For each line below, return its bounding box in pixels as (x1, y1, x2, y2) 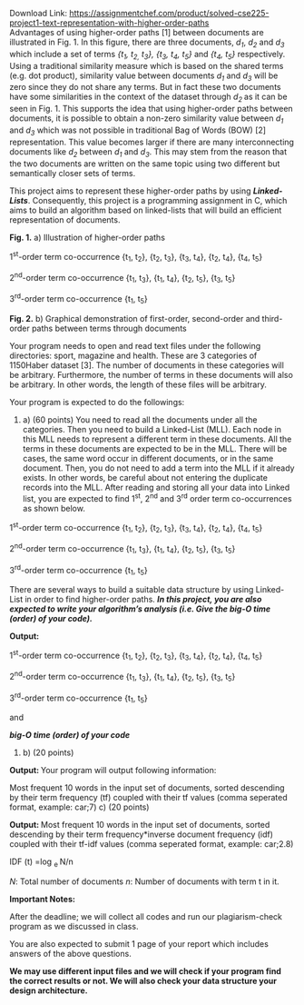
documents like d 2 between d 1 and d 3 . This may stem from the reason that (9, 145, 288, 159)
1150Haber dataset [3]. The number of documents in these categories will (9, 359, 284, 371)
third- (261, 313, 283, 323)
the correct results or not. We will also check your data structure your (9, 976, 278, 987)
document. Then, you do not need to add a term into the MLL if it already (22, 463, 295, 473)
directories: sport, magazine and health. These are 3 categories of (9, 350, 258, 361)
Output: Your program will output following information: (9, 765, 217, 776)
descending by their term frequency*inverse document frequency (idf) (9, 829, 274, 840)
